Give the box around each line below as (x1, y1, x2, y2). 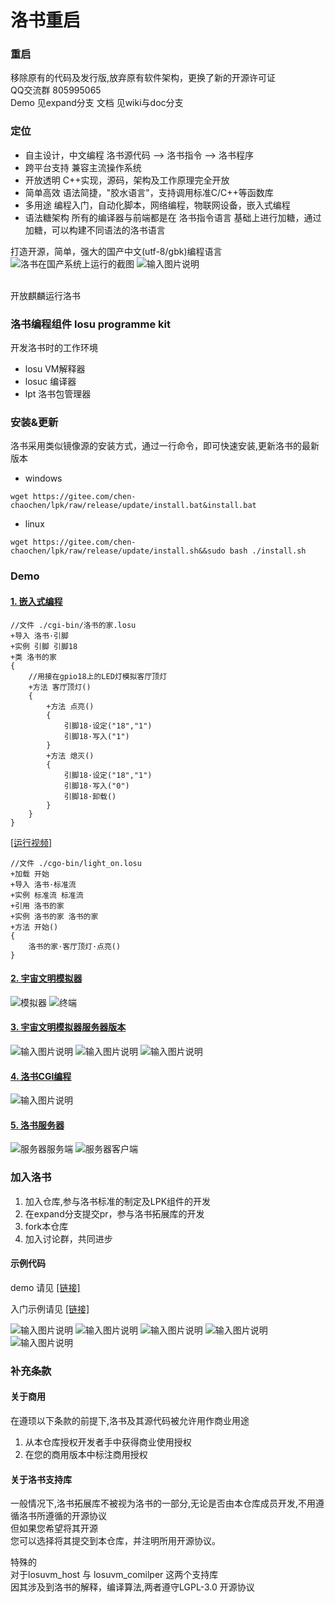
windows (24, 472, 63, 485)
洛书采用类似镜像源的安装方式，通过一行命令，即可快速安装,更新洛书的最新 (10, 440, 320, 452)
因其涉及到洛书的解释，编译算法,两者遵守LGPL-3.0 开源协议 (10, 1581, 255, 1593)
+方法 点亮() (46, 701, 95, 711)
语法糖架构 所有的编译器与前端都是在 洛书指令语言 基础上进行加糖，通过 (24, 211, 322, 223)
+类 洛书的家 (10, 652, 57, 662)
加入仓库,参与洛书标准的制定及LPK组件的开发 (24, 1195, 212, 1207)
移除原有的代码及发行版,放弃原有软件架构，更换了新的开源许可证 (10, 72, 277, 84)
